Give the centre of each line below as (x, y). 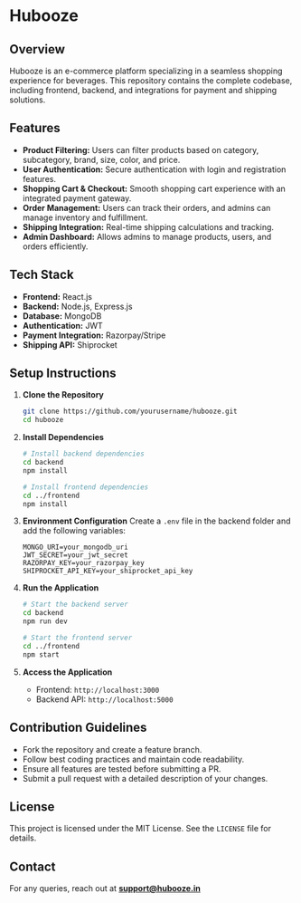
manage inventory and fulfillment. (85, 217)
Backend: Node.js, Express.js (77, 306)
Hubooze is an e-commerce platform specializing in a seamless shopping (146, 71)
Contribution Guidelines (78, 728)
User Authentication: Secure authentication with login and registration (154, 169)
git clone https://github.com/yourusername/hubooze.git (130, 412)
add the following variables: (74, 531)
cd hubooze (43, 420)
